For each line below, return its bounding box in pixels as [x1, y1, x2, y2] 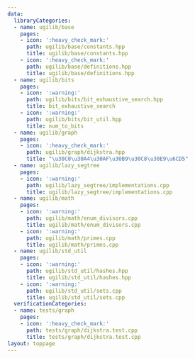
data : [7, 10, 23, 18]
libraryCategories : [13, 17, 72, 24]
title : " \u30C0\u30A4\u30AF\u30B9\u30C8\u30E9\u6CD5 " [26, 155, 189, 163]
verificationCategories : [13, 301, 87, 308]
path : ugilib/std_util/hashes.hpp [26, 267, 129, 274]
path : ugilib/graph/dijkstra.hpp [26, 149, 126, 156]
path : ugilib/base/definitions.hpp [26, 63, 132, 70]
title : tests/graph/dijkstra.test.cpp [26, 333, 141, 340]
